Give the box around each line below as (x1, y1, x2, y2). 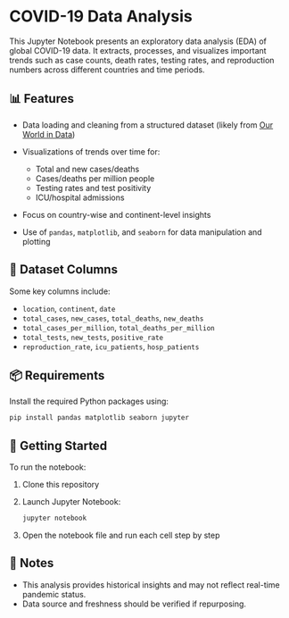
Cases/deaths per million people (35, 172, 155, 184)
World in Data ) (21, 129, 76, 139)
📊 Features (9, 91, 74, 106)
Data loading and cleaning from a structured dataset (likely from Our (21, 119, 274, 130)
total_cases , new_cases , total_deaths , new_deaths (21, 313, 204, 323)
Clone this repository (21, 480, 100, 490)
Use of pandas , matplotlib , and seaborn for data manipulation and (21, 226, 262, 238)
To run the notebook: (9, 462, 87, 472)
